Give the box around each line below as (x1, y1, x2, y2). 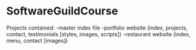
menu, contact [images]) (6, 37, 68, 44)
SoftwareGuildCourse (6, 4, 118, 18)
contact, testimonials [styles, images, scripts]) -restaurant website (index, (6, 30, 191, 37)
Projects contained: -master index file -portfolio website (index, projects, (6, 24, 188, 31)
